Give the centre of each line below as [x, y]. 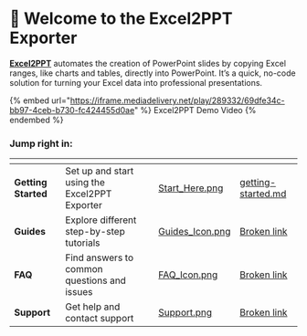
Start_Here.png [191, 188]
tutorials [83, 243]
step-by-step [95, 232]
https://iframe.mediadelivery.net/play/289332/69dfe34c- [177, 100]
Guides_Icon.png [195, 232]
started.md [263, 194]
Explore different [101, 220]
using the [85, 183]
